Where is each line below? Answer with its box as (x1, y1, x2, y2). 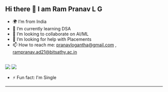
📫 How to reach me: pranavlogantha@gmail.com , (12, 42, 116, 48)
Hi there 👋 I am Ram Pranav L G (5, 5, 102, 13)
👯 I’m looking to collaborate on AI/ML (12, 31, 89, 37)
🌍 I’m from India (12, 18, 46, 24)
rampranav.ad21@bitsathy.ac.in (12, 49, 77, 55)
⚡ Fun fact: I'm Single (12, 74, 56, 80)
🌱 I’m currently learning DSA (12, 25, 71, 31)
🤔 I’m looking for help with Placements (12, 36, 91, 42)
